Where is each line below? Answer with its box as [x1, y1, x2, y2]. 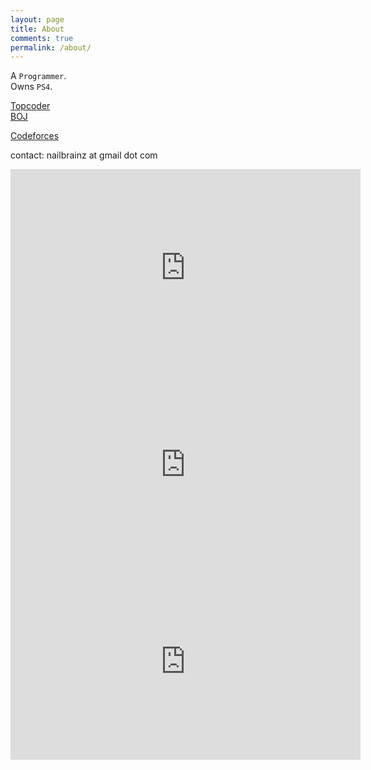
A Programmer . [10, 70, 67, 82]
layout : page [10, 14, 65, 25]
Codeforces [10, 130, 60, 142]
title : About [10, 24, 65, 34]
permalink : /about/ [10, 42, 92, 53]
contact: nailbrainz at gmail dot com [10, 149, 158, 161]
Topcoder [10, 100, 51, 112]
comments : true [10, 33, 74, 43]
